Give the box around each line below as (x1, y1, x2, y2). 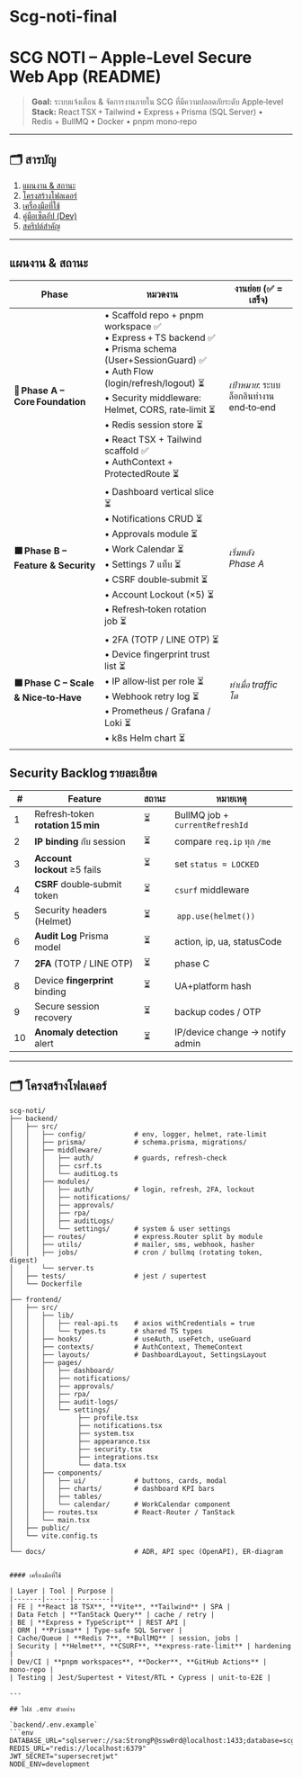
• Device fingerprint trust (104, 648, 210, 660)
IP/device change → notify (174, 1026, 286, 1038)
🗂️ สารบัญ (9, 151, 57, 167)
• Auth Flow (104, 364, 155, 377)
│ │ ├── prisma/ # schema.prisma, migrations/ (9, 1138, 247, 1147)
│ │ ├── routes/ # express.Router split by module (9, 1233, 263, 1242)
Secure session (34, 1000, 100, 1012)
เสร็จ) (248, 293, 269, 306)
